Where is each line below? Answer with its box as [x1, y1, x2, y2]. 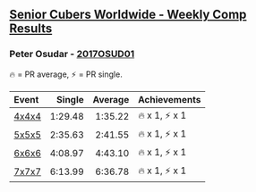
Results [9, 21, 53, 37]
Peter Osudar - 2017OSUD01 [9, 48, 135, 61]
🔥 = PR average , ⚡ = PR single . [9, 69, 123, 79]
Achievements [137, 93, 201, 105]
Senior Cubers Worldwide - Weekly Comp [9, 7, 247, 22]
